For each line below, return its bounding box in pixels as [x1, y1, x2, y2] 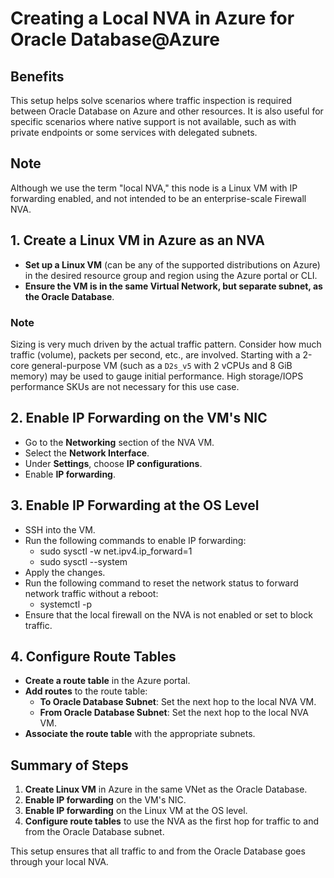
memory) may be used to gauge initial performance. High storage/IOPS [10, 370, 304, 382]
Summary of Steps [10, 757, 129, 774]
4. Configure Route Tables [10, 648, 177, 665]
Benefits [10, 68, 65, 85]
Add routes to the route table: [24, 685, 148, 697]
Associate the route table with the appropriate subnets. [24, 728, 256, 740]
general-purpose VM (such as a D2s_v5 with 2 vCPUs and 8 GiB [31, 359, 293, 371]
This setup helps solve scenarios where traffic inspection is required [10, 95, 293, 106]
